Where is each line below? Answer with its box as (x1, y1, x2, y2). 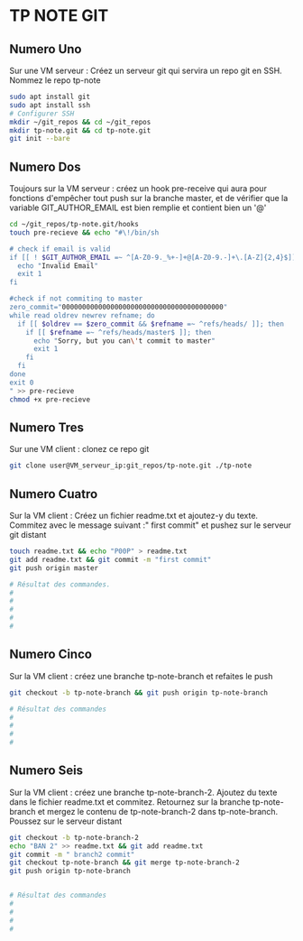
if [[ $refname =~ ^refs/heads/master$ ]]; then (25, 328, 212, 337)
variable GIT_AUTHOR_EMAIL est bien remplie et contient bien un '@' (9, 202, 267, 213)
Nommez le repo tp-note (9, 75, 101, 86)
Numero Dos (9, 159, 81, 174)
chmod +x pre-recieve (9, 394, 91, 404)
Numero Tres (9, 420, 84, 435)
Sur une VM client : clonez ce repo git (9, 444, 150, 455)
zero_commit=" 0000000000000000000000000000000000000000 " (9, 303, 228, 312)
